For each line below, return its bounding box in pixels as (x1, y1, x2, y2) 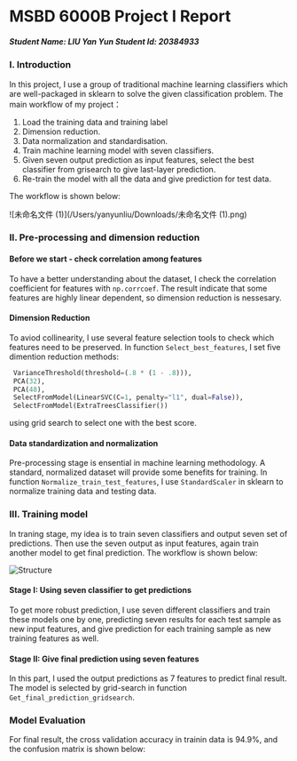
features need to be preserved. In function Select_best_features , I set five (9, 341, 281, 352)
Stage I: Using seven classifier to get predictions (9, 585, 192, 596)
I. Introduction (9, 59, 72, 71)
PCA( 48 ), (12, 385, 46, 394)
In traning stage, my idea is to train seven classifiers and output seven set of (9, 528, 288, 539)
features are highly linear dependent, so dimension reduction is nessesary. (9, 292, 282, 303)
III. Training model (9, 509, 89, 521)
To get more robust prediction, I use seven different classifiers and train (9, 605, 270, 615)
